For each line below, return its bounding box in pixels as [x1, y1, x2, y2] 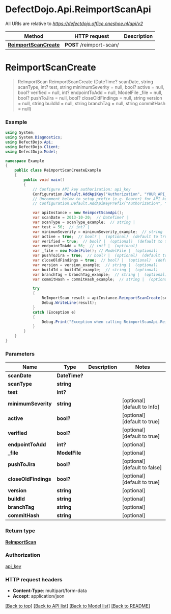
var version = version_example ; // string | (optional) [32, 262, 158, 268]
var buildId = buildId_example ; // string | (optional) [32, 267, 158, 272]
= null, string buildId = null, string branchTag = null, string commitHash [17, 100, 165, 106]
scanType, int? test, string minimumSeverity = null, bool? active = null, [17, 84, 164, 90]
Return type [5, 527, 36, 534]
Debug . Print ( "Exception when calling [41, 319, 122, 324]
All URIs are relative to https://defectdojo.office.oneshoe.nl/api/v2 [5, 20, 144, 27]
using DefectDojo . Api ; [5, 139, 53, 145]
